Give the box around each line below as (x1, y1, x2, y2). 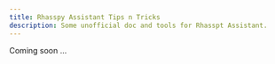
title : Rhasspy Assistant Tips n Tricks (9, 12, 161, 22)
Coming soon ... (9, 45, 67, 55)
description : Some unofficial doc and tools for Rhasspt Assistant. (9, 21, 268, 30)
